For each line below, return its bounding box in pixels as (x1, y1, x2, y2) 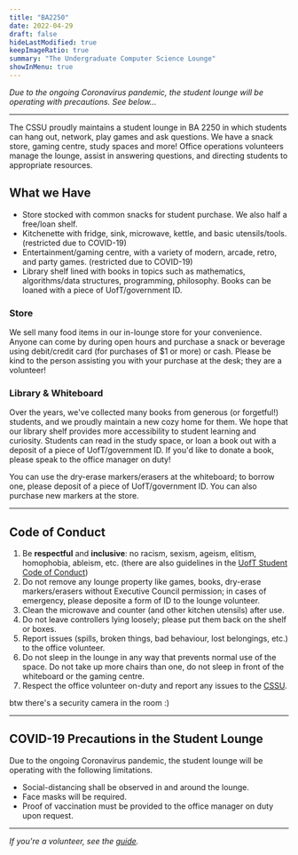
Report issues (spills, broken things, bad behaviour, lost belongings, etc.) (21, 633, 288, 644)
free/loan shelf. (21, 219, 78, 229)
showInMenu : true (9, 63, 74, 72)
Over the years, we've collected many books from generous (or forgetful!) (9, 407, 279, 418)
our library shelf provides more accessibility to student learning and (9, 426, 257, 436)
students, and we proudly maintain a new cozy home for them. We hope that (9, 417, 288, 427)
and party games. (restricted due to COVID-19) (21, 256, 193, 267)
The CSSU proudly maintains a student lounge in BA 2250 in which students (9, 122, 287, 132)
